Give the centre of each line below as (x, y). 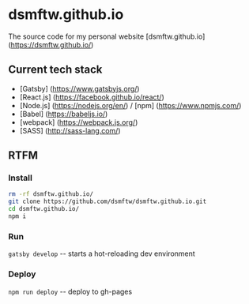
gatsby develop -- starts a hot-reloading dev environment (102, 253)
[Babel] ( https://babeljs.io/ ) (64, 114)
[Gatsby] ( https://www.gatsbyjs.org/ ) (79, 88)
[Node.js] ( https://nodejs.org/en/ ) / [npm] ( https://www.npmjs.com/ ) (130, 105)
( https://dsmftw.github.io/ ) (51, 44)
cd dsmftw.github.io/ (44, 209)
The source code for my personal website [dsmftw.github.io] (107, 36)
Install (21, 178)
